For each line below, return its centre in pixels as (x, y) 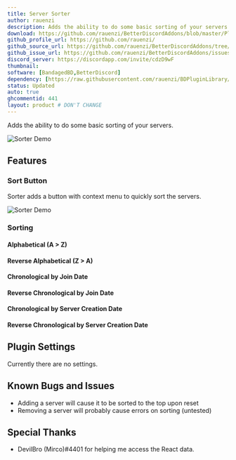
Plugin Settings (41, 347)
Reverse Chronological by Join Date (61, 293)
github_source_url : (36, 46)
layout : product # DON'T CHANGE (54, 105)
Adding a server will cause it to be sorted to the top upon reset (108, 403)
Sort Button (27, 181)
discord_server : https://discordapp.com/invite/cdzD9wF (91, 60)
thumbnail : (23, 66)
